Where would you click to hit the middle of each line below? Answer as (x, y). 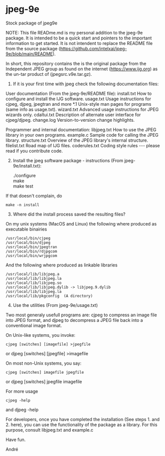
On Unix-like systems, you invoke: (41, 335)
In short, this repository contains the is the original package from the (76, 63)
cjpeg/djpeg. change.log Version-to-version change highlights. (70, 120)
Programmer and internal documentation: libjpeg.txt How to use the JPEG (81, 129)
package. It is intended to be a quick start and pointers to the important (79, 38)
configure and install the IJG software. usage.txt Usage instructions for (79, 99)
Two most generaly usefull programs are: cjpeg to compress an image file (82, 315)
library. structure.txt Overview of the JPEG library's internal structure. (77, 140)
